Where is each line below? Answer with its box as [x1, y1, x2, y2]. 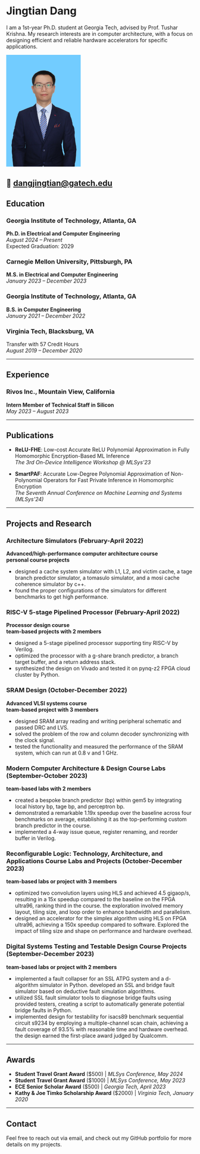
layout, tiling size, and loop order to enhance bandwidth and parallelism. [14, 908, 192, 916]
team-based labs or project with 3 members [6, 878, 117, 885]
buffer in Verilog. [14, 835, 57, 842]
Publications [6, 430, 54, 440]
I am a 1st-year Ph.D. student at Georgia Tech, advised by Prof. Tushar [6, 24, 179, 31]
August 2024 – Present [6, 237, 62, 244]
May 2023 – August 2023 [6, 407, 69, 415]
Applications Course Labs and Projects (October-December [6, 857, 183, 865]
